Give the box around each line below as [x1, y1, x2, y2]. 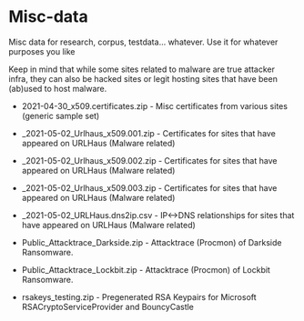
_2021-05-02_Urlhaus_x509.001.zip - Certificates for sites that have [21, 127, 277, 138]
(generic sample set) [21, 110, 100, 121]
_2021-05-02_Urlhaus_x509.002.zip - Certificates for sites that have [21, 155, 278, 166]
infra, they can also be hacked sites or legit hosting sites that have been [8, 73, 279, 84]
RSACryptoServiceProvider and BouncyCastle [21, 301, 195, 312]
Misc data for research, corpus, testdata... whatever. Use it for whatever [8, 36, 279, 47]
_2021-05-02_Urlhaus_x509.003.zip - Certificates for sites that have [21, 182, 278, 193]
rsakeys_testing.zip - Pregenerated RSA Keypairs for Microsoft [21, 291, 257, 302]
